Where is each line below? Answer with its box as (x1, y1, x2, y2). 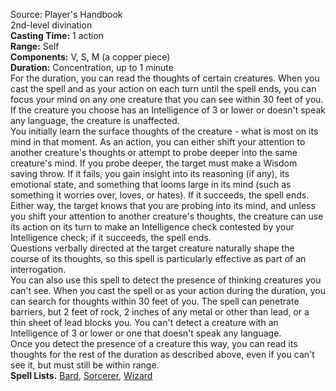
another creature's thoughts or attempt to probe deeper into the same (10, 147, 298, 158)
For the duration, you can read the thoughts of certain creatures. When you (10, 72, 320, 84)
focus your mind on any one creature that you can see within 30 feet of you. (10, 94, 324, 105)
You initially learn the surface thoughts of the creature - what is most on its (10, 125, 319, 137)
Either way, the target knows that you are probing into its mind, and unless (10, 200, 316, 211)
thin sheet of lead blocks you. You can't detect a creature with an (10, 317, 279, 328)
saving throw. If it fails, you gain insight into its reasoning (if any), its (10, 168, 290, 179)
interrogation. (10, 264, 67, 275)
